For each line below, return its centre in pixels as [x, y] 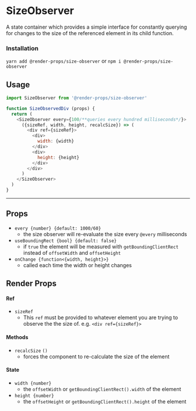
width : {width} [56, 141]
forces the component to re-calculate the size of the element [96, 356]
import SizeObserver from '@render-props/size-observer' [77, 98]
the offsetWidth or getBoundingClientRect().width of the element [102, 389]
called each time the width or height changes [78, 265]
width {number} [33, 383]
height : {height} [58, 157]
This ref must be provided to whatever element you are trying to [101, 317]
